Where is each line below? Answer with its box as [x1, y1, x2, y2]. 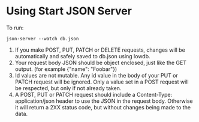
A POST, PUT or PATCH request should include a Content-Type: [14, 91, 173, 98]
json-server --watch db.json [6, 35, 79, 41]
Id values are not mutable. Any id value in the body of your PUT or [14, 72, 179, 79]
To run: [6, 24, 24, 31]
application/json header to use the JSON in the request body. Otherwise [14, 97, 193, 105]
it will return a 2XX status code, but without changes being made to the [14, 103, 191, 111]
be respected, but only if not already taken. [14, 84, 122, 91]
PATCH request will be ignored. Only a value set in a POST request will [14, 78, 189, 85]
